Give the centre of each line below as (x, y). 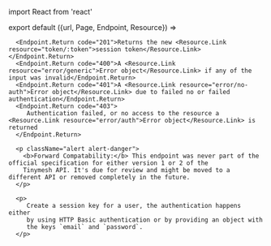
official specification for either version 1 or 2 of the (108, 163)
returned (23, 127)
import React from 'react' (51, 12)
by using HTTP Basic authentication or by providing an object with (145, 220)
